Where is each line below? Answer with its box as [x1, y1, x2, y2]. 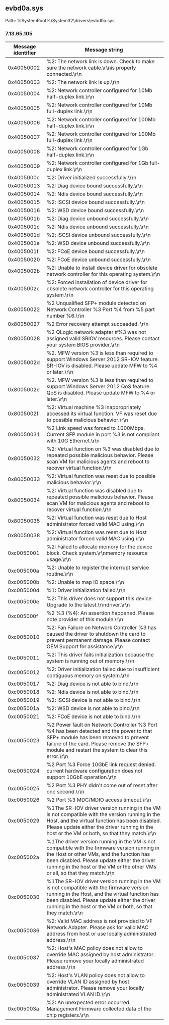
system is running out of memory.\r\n [46, 657, 135, 664]
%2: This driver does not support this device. [46, 595, 153, 602]
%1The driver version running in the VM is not [46, 838, 156, 845]
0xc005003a [8, 1005, 39, 1012]
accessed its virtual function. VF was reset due [46, 410, 157, 417]
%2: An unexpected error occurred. [46, 999, 131, 1006]
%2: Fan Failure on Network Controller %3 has [46, 624, 157, 631]
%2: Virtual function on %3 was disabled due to [46, 445, 159, 452]
